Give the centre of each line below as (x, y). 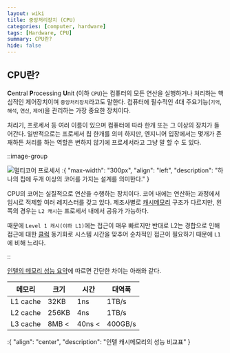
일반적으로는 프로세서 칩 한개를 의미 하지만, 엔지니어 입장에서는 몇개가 (121, 133)
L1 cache (26, 301)
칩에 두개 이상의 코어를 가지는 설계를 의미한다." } (85, 179)
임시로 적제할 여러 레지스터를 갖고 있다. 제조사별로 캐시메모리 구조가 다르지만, (111, 202)
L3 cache (26, 323)
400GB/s (121, 323)
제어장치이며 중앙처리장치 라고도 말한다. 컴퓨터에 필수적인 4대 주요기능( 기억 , (123, 101)
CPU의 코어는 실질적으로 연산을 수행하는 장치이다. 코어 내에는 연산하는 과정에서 (114, 193)
